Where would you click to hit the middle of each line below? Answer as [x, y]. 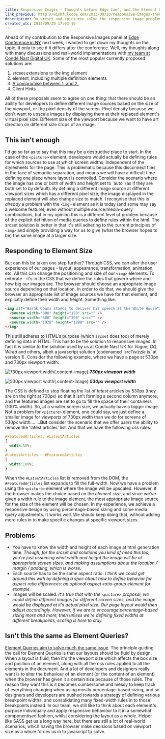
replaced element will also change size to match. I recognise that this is [77, 199]
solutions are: [19, 64]
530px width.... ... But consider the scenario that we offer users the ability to [82, 422]
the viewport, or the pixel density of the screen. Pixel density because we [79, 109]
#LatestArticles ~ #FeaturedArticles [44, 455]
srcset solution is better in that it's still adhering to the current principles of [81, 225]
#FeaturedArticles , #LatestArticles [42, 437]
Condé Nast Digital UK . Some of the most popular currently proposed [75, 58]
